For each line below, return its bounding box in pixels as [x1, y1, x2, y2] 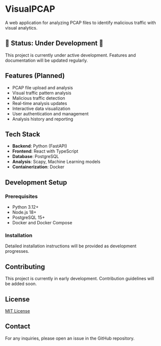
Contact [5, 322, 30, 331]
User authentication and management [12, 110, 89, 116]
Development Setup [5, 178, 67, 186]
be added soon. [5, 281, 37, 287]
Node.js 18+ [12, 210, 37, 215]
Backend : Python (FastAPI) [12, 143, 67, 149]
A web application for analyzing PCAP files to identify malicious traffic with [5, 20, 156, 26]
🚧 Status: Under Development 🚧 [5, 39, 104, 48]
